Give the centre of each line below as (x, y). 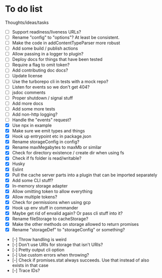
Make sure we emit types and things (48, 131)
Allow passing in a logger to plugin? (48, 54)
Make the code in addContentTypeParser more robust (66, 43)
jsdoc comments (29, 92)
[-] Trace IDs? (26, 271)
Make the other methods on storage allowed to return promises (75, 224)
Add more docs (27, 103)
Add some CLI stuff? (33, 180)
